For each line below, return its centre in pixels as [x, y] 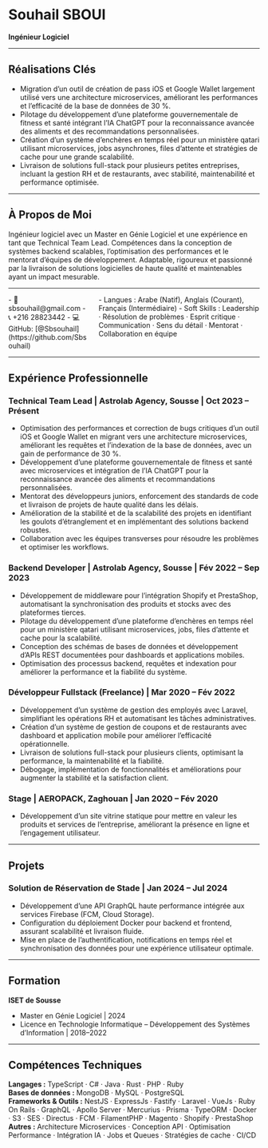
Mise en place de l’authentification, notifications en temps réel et [126, 939]
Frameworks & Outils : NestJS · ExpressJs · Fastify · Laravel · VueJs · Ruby [132, 1102]
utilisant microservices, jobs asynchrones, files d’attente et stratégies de [138, 148]
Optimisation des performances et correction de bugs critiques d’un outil [139, 429]
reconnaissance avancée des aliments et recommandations [117, 479]
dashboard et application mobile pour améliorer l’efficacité [116, 735]
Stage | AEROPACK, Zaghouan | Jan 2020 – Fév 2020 [113, 799]
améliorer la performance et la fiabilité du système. [103, 672]
